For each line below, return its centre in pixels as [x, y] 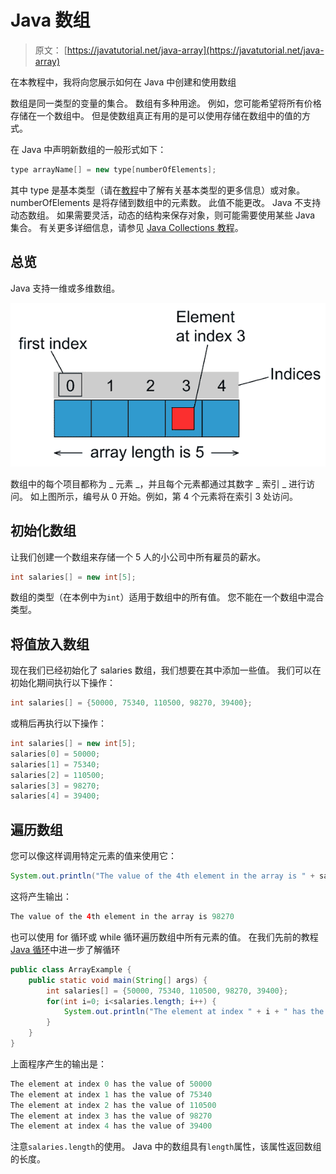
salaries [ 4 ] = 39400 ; [55, 796]
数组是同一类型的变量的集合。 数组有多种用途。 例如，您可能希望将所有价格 [166, 103]
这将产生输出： [41, 897]
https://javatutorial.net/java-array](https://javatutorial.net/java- [195, 50]
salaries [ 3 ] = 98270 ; [55, 786]
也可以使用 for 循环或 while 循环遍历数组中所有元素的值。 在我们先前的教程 [164, 937]
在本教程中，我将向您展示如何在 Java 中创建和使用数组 [123, 82]
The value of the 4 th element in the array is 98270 [122, 917]
